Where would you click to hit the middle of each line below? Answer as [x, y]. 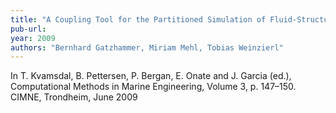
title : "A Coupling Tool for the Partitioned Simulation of [138, 19]
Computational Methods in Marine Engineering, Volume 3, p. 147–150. [153, 87]
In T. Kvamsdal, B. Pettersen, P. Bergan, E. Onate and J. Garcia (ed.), [151, 76]
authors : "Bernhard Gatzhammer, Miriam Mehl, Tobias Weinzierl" [147, 47]
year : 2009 [33, 38]
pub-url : [28, 29]
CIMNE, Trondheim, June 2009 [74, 97]
